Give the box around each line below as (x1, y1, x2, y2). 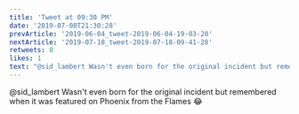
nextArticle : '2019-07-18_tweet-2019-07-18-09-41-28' (9, 37, 214, 47)
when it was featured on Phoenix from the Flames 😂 (9, 95, 203, 106)
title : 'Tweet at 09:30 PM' (9, 12, 114, 22)
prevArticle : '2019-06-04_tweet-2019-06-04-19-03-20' (9, 29, 214, 38)
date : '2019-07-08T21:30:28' (9, 21, 117, 30)
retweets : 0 (9, 46, 53, 55)
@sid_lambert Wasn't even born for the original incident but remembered (9, 86, 278, 97)
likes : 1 (9, 54, 42, 63)
